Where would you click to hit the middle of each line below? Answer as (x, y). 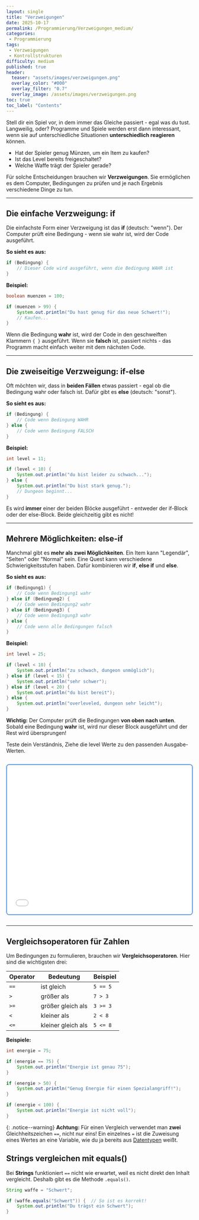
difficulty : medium (30, 61)
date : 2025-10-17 (28, 23)
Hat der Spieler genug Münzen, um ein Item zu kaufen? (82, 152)
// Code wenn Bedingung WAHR (53, 420)
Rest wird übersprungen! (36, 733)
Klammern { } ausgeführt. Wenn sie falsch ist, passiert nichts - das (89, 341)
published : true (26, 67)
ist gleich (53, 987)
